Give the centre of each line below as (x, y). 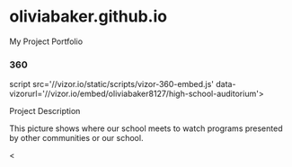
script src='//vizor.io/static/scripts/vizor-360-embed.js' (111, 84)
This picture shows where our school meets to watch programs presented (146, 128)
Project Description (45, 111)
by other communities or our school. (76, 138)
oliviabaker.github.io (88, 17)
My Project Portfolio (46, 41)
